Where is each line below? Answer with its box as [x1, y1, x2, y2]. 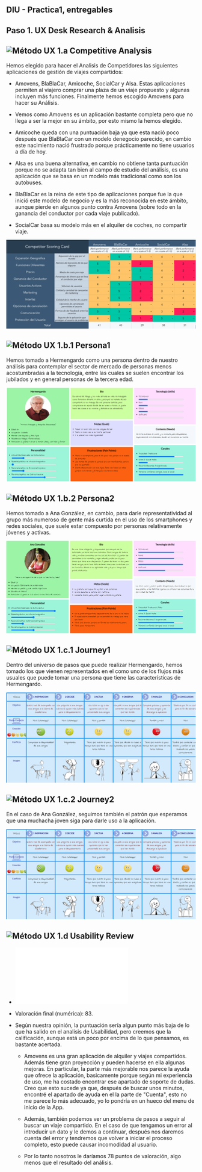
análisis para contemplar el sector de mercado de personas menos [6, 362, 172, 370]
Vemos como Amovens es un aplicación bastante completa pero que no [14, 111, 194, 118]
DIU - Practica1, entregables [6, 5, 113, 15]
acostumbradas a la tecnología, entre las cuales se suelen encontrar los [6, 369, 185, 376]
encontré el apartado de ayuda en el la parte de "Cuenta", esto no [23, 1091, 188, 1098]
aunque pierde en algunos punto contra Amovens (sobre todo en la [14, 203, 182, 210]
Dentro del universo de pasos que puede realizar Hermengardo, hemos [6, 661, 183, 668]
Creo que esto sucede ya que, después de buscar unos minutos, [23, 1084, 185, 1091]
